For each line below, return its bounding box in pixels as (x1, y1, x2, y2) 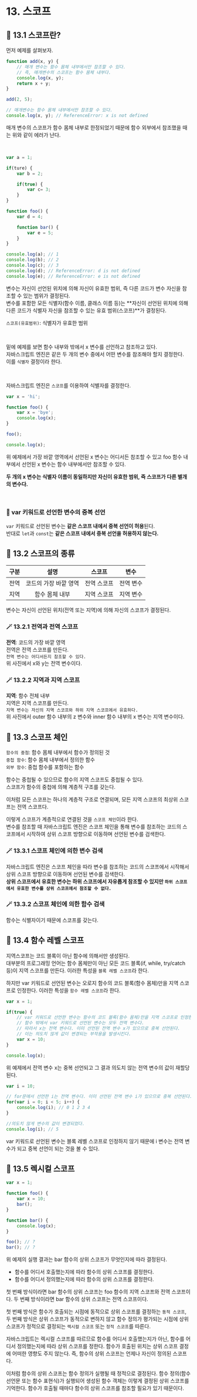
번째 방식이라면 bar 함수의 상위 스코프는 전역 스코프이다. (19, 1296, 148, 1303)
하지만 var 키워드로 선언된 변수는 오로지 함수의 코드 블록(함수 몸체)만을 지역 (6, 979, 179, 986)
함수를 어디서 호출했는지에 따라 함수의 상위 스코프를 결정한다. (14, 1269, 154, 1276)
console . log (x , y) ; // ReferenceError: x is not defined (6, 112, 148, 118)
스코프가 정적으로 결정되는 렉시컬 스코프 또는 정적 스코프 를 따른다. (6, 1323, 151, 1330)
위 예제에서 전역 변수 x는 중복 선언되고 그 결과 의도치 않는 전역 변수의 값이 (6, 1064, 175, 1071)
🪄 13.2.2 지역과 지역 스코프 (6, 676, 80, 684)
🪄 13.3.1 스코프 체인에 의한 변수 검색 (6, 847, 103, 855)
